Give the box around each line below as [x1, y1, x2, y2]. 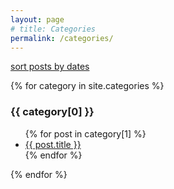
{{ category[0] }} [10, 105, 95, 119]
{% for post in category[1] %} [24, 127, 147, 140]
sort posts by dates [10, 61, 90, 73]
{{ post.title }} [24, 138, 82, 150]
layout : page [10, 14, 65, 25]
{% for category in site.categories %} [10, 80, 165, 92]
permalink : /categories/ [10, 33, 114, 43]
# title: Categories [10, 24, 97, 34]
